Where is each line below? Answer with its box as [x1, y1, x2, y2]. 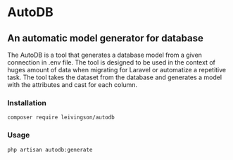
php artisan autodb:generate [7, 146, 93, 153]
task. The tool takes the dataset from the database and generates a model [7, 73, 222, 81]
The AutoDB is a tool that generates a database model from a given [7, 51, 203, 59]
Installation [7, 98, 47, 107]
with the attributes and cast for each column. [7, 81, 138, 88]
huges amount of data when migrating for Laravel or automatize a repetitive [7, 66, 227, 74]
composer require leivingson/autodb [7, 114, 115, 121]
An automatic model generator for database [7, 32, 204, 44]
